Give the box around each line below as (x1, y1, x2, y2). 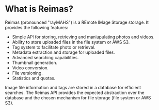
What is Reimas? (5, 3, 74, 15)
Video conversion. (12, 64, 48, 71)
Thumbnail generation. (12, 60, 58, 65)
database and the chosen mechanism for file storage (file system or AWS (5, 94, 151, 100)
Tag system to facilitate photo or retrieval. (12, 44, 95, 50)
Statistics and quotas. (12, 75, 56, 81)
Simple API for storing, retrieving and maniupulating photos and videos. (12, 34, 155, 40)
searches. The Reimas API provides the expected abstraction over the (5, 90, 144, 95)
